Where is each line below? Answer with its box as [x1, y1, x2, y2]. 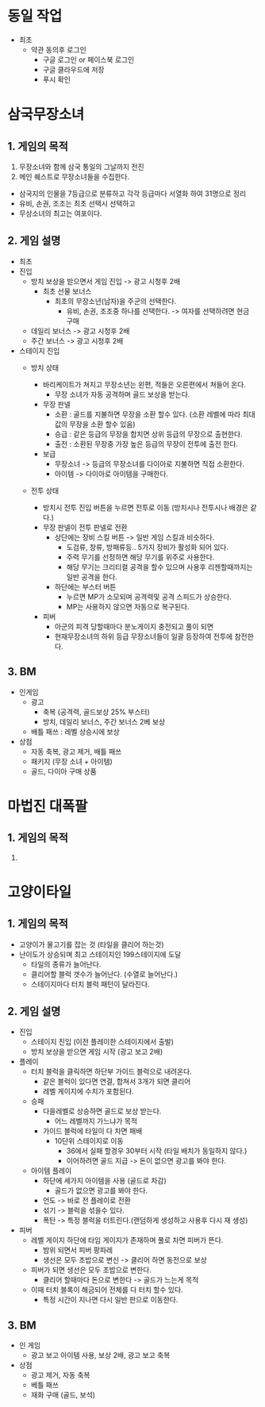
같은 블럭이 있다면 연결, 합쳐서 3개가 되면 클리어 [42, 1077, 191, 1086]
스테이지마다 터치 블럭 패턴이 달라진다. [30, 979, 150, 989]
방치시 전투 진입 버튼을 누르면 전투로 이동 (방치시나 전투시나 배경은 [42, 502, 249, 512]
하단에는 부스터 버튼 [54, 582, 117, 591]
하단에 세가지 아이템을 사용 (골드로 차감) [42, 1176, 167, 1186]
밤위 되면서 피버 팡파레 [42, 1245, 113, 1255]
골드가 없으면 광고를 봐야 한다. [54, 1186, 148, 1195]
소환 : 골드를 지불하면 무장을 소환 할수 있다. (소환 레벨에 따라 [54, 409, 241, 419]
